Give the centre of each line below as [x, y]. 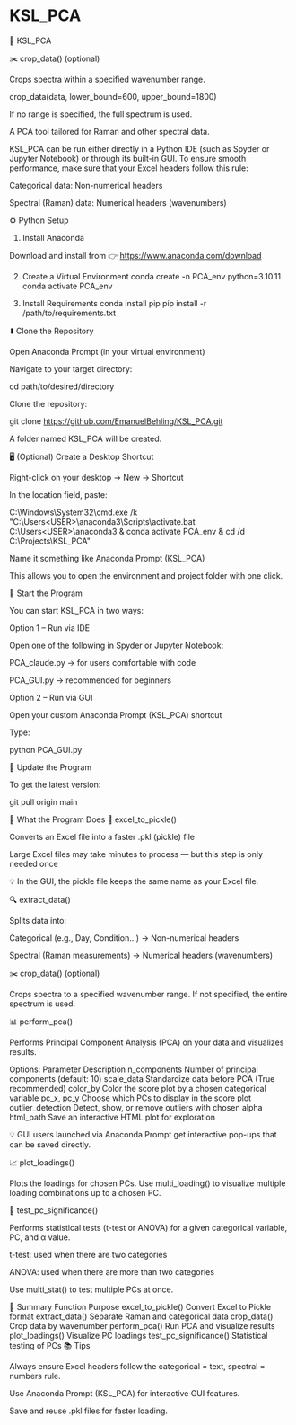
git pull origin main [44, 801]
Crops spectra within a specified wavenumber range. [108, 79]
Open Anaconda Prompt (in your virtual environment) [107, 351]
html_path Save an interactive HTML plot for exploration [113, 1117]
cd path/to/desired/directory [62, 386]
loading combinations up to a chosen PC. [85, 1192]
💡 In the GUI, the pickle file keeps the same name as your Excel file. [134, 881]
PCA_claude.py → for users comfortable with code [103, 662]
